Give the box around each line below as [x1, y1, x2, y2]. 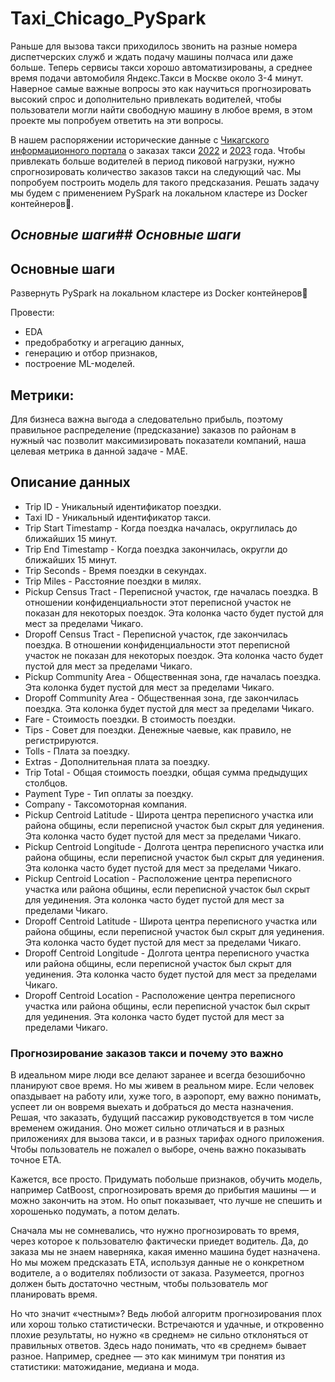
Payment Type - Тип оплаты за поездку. [24, 787, 194, 799]
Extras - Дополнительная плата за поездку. [24, 755, 211, 767]
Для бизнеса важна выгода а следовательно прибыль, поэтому [10, 413, 283, 425]
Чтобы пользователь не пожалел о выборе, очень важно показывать [10, 1143, 307, 1156]
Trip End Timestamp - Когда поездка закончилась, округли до [24, 543, 288, 555]
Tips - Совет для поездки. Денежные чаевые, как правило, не [24, 723, 292, 736]
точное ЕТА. [10, 1154, 62, 1166]
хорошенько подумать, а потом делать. [10, 1205, 180, 1217]
